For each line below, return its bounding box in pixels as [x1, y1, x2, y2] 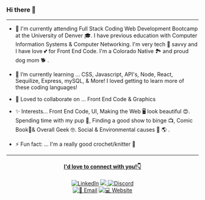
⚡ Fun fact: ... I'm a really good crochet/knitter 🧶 [15, 140, 136, 148]
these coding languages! [15, 84, 77, 91]
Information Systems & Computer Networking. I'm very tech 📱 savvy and [15, 41, 198, 48]
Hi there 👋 [6, 5, 37, 14]
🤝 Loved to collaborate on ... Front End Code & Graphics [15, 96, 156, 103]
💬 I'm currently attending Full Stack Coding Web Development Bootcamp [15, 25, 198, 32]
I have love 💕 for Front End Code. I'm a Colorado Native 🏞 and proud [15, 48, 189, 55]
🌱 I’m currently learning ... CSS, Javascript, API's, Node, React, [15, 71, 173, 78]
